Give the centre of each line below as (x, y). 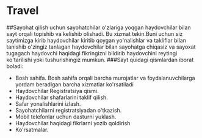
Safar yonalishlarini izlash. (48, 103)
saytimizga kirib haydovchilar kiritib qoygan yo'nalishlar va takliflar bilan (96, 40)
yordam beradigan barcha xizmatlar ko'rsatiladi (74, 84)
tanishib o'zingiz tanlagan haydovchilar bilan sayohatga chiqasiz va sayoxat (101, 47)
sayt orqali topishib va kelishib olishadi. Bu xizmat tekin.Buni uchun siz (95, 33)
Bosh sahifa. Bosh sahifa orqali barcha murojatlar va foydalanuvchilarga (105, 78)
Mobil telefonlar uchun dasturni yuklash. (66, 117)
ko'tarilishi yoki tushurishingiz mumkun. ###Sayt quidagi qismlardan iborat (100, 60)
